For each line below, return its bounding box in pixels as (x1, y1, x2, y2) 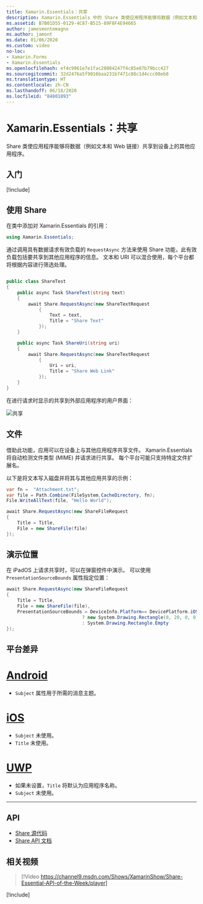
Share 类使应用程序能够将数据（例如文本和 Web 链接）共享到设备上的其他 (6, 142, 190, 150)
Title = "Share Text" (49, 318, 104, 324)
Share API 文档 (14, 837, 53, 845)
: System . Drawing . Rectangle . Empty (82, 620, 169, 626)
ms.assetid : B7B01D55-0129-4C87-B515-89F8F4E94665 (6, 20, 137, 26)
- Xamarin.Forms (6, 54, 47, 60)
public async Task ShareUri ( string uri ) (17, 340, 120, 346)
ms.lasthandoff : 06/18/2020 (6, 88, 77, 94)
